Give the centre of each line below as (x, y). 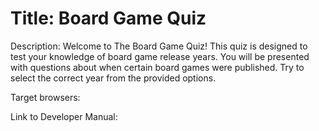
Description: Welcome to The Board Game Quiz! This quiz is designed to (159, 46)
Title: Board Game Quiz (108, 18)
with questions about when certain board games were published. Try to (157, 67)
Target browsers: (45, 97)
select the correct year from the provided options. (113, 78)
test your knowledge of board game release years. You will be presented (160, 56)
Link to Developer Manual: (64, 116)
